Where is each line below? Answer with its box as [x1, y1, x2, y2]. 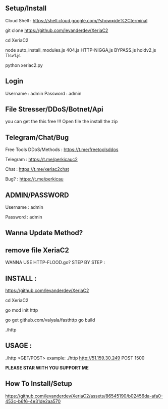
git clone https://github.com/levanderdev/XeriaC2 [5, 27, 108, 33]
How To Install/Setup [5, 380, 72, 388]
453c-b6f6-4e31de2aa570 [5, 398, 61, 404]
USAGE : [5, 342, 32, 350]
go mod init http [5, 307, 38, 313]
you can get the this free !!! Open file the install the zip [5, 119, 118, 125]
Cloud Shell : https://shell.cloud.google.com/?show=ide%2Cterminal [5, 17, 148, 23]
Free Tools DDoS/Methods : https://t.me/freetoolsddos [5, 146, 119, 153]
